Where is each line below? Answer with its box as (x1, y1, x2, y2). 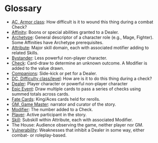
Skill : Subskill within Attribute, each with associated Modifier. (11, 117, 133, 123)
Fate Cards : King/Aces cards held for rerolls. (11, 96, 100, 102)
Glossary (4, 3, 42, 14)
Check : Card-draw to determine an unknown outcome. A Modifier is (11, 60, 147, 66)
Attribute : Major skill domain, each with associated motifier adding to (11, 45, 149, 50)
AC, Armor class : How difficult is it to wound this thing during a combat (11, 19, 154, 25)
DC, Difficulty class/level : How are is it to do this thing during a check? (11, 76, 152, 81)
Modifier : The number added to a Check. (11, 106, 93, 112)
